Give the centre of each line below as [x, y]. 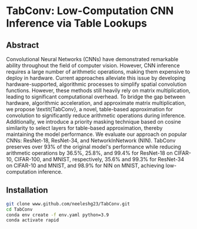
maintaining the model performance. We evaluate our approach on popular [96, 134]
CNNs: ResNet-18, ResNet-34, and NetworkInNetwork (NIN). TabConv [91, 140]
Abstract [23, 45]
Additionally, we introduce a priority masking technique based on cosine [94, 122]
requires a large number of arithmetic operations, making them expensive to [98, 72]
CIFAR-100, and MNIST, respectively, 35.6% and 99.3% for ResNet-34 [99, 159]
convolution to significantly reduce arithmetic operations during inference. [96, 115]
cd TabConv [19, 209]
